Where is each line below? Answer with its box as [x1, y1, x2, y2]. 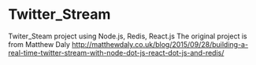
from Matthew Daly [8, 39, 71, 49]
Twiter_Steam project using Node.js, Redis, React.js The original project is [8, 31, 247, 41]
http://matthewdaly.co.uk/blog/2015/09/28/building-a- [72, 39, 249, 49]
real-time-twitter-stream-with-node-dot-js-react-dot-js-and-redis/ [8, 48, 224, 57]
